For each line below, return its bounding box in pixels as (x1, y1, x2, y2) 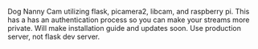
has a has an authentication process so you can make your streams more (7, 15, 250, 24)
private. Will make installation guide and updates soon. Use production (7, 24, 242, 32)
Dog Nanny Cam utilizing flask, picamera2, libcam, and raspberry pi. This (7, 7, 250, 16)
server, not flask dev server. (7, 32, 100, 41)
